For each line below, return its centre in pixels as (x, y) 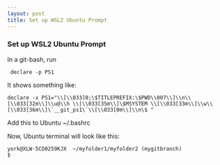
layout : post (26, 14)
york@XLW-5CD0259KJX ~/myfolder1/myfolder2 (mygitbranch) (95, 149)
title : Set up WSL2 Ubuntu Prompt (57, 20)
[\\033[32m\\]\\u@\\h (39, 104)
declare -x (23, 98)
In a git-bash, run (32, 59)
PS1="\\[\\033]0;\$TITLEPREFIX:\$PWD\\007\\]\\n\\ (116, 98)
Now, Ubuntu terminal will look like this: (63, 136)
